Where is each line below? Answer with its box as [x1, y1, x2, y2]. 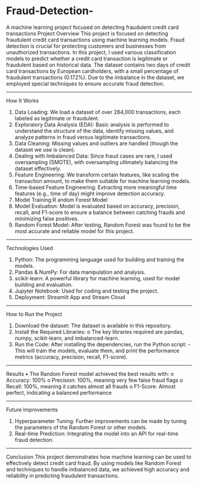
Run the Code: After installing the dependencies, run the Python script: [14, 340, 187, 348]
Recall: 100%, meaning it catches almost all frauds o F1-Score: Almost [6, 382, 176, 390]
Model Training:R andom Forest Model [14, 196, 108, 203]
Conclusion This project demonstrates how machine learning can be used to [6, 453, 192, 460]
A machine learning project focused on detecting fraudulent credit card [6, 24, 179, 31]
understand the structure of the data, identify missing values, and [14, 127, 174, 134]
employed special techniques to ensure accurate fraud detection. [6, 80, 165, 87]
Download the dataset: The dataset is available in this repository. [14, 322, 172, 329]
